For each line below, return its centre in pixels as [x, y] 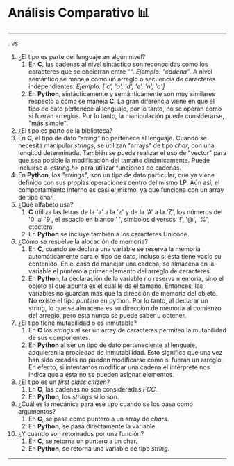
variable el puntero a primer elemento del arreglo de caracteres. [120, 271]
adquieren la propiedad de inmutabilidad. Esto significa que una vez [125, 352]
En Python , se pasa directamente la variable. [92, 426]
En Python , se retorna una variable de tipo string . [99, 448]
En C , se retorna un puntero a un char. [83, 441]
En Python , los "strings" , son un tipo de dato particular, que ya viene [116, 175]
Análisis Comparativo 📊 [79, 13]
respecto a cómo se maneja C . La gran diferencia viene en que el [121, 101]
